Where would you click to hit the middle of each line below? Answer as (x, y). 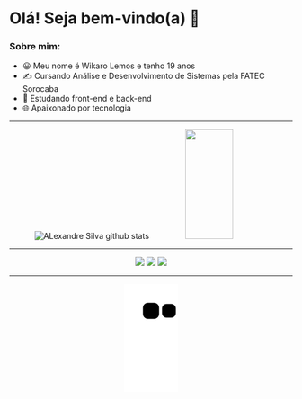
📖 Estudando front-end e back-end (87, 99)
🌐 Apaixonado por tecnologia (77, 108)
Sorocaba (40, 89)
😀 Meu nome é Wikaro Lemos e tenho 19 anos (109, 66)
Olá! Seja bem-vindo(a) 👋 (105, 18)
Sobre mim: (35, 47)
